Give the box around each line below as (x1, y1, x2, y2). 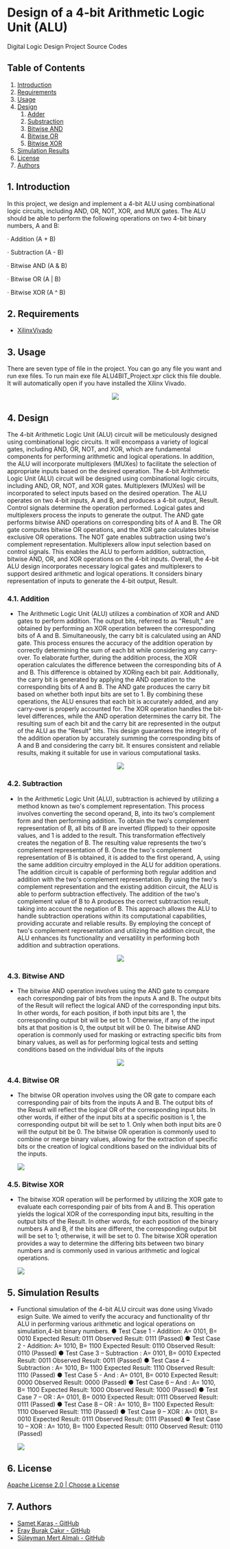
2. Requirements (7, 308, 80, 320)
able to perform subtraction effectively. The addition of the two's (16, 890, 200, 898)
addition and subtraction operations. (16, 941, 120, 949)
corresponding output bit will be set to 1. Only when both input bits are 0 (16, 1120, 222, 1129)
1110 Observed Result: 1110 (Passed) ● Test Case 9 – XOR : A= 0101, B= (16, 1408, 218, 1416)
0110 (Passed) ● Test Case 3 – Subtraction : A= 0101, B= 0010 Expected (16, 1349, 221, 1357)
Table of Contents (7, 62, 86, 74)
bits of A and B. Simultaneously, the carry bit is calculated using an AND (16, 632, 221, 640)
